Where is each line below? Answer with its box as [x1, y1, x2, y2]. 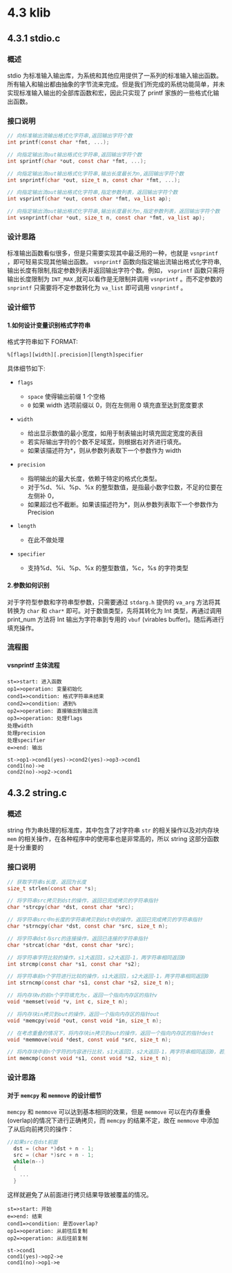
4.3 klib [7, 5, 51, 21]
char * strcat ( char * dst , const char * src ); [7, 941, 135, 948]
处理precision [7, 729, 46, 737]
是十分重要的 [7, 843, 43, 851]
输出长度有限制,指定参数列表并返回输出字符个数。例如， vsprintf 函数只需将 [7, 266, 225, 274]
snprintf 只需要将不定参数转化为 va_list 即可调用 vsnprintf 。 [7, 283, 187, 292]
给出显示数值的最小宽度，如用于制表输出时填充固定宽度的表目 [27, 429, 204, 437]
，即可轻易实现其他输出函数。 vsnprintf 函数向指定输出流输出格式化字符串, [7, 258, 222, 266]
